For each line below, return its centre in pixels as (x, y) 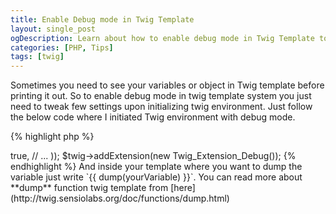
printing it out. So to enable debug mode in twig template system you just (161, 96)
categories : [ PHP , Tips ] (62, 47)
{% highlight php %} (52, 137)
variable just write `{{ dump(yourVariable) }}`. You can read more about (156, 177)
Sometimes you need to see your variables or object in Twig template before (167, 85)
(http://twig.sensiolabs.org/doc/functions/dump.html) (120, 198)
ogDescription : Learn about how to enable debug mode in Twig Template (162, 38)
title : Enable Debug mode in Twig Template (102, 19)
